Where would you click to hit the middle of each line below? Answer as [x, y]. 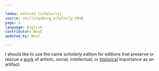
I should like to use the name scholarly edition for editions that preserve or [79, 54]
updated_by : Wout [23, 36]
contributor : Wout [24, 32]
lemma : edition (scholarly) [34, 14]
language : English [24, 27]
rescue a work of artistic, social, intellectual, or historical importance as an [79, 59]
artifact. [13, 64]
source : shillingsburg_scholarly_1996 [44, 18]
